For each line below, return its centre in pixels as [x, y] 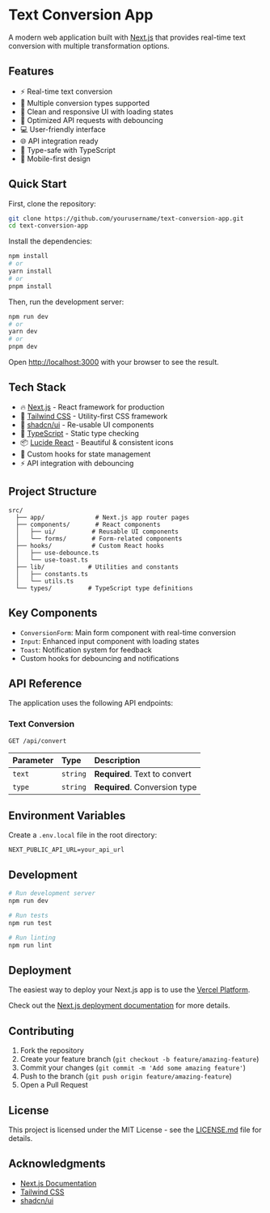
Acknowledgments [57, 1164]
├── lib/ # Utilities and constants [97, 567]
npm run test [30, 923]
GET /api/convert [38, 741]
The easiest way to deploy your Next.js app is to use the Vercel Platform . [129, 990]
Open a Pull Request [54, 1085]
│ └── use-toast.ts [52, 560]
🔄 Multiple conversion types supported [85, 103]
